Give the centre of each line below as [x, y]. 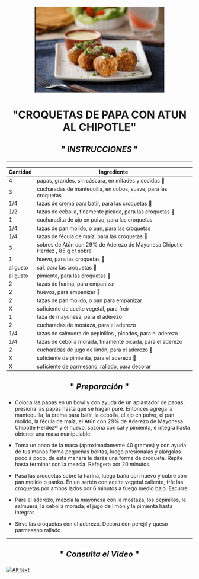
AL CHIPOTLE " [99, 127]
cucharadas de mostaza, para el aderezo [86, 325]
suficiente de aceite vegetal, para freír [83, 308]
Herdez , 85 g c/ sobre [64, 251]
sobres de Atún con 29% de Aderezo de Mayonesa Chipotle [110, 245]
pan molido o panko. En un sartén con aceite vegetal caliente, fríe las [99, 482]
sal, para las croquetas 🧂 [67, 267]
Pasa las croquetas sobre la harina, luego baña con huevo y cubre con [101, 475]
